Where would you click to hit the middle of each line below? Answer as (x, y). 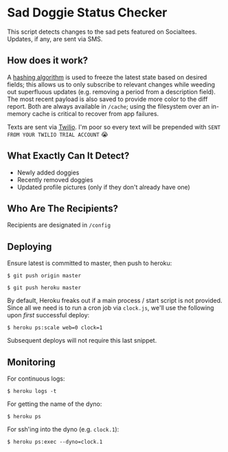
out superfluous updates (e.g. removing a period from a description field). (112, 91)
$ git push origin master (44, 276)
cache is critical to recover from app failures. (95, 113)
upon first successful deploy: (48, 315)
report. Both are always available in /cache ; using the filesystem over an (109, 106)
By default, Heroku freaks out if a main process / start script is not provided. (115, 301)
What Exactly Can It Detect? (68, 156)
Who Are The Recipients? (63, 208)
